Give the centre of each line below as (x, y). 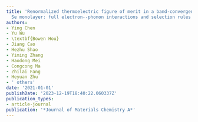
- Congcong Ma (24, 66)
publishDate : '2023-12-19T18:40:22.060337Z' (62, 93)
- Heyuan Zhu (22, 77)
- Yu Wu (16, 33)
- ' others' (21, 83)
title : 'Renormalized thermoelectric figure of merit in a (80, 11)
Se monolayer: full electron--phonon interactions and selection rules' (103, 17)
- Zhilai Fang (24, 72)
